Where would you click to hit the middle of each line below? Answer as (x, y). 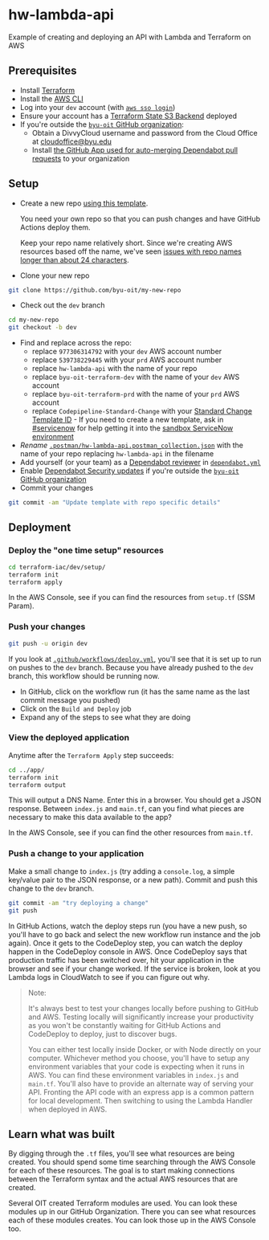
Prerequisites (43, 71)
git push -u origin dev (48, 643)
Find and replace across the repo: (76, 343)
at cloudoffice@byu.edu (72, 141)
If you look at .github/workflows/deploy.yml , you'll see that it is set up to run (135, 659)
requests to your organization (81, 158)
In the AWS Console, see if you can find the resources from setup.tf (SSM (132, 598)
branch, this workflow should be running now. (84, 675)
